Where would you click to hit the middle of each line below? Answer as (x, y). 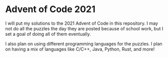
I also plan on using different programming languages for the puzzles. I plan (84, 43)
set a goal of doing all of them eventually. (48, 34)
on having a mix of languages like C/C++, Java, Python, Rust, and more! (80, 49)
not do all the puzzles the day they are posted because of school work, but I (84, 28)
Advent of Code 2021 (50, 9)
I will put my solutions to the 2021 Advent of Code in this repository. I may (81, 23)
